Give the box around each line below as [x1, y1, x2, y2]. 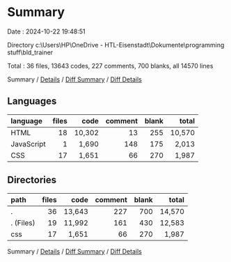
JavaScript [10, 139, 47, 148]
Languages [7, 95, 57, 107]
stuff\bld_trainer [7, 48, 54, 56]
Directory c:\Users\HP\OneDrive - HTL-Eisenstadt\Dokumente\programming [7, 40, 225, 49]
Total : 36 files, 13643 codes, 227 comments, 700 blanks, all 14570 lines [7, 61, 214, 70]
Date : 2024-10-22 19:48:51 [7, 27, 86, 36]
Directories [7, 174, 57, 186]
